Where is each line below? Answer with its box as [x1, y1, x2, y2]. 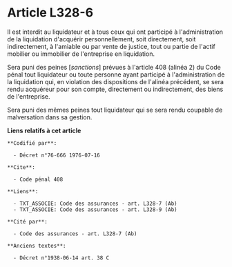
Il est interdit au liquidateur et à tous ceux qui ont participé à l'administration [7, 28, 223, 36]
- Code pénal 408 [13, 176, 64, 183]
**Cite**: [7, 164, 36, 170]
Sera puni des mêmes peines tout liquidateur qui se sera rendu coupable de [7, 106, 223, 114]
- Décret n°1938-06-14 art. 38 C [13, 254, 110, 261]
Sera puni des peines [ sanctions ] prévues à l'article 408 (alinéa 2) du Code [7, 63, 221, 71]
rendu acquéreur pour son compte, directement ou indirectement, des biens [7, 85, 224, 93]
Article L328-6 [7, 5, 94, 21]
